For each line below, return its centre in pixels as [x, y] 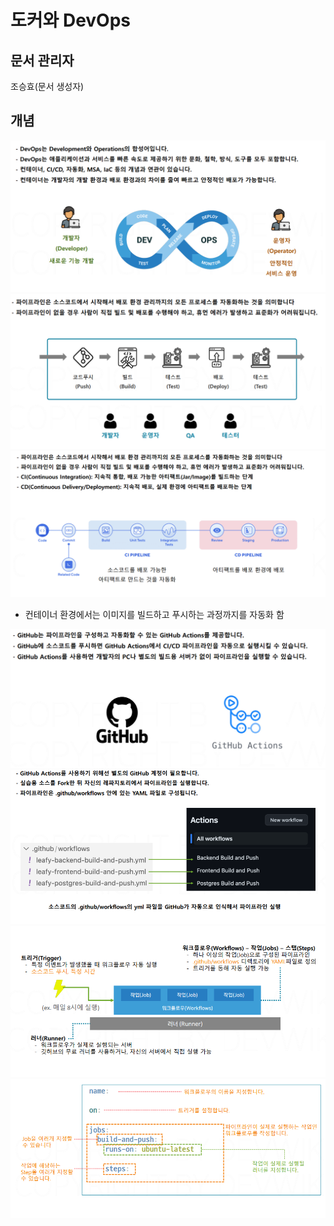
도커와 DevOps [71, 20]
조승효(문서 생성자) [47, 86]
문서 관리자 [42, 60]
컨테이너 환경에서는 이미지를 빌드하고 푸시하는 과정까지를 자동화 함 [154, 614]
